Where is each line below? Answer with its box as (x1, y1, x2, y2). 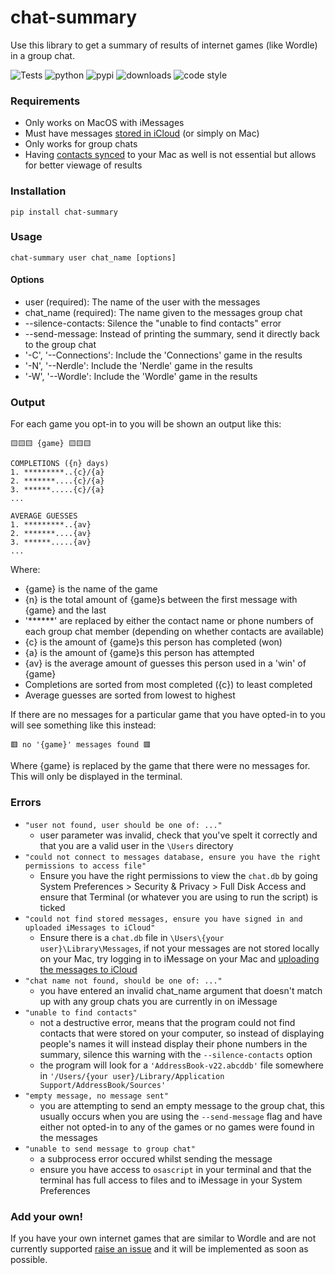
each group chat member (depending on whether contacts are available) (24, 626, 325, 638)
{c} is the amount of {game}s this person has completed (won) (24, 636, 283, 648)
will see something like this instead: (10, 719, 157, 731)
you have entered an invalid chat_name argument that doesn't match (39, 984, 323, 996)
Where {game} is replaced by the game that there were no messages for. (10, 760, 311, 772)
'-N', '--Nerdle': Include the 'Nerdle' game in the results (24, 360, 253, 372)
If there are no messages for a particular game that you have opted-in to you (10, 709, 326, 721)
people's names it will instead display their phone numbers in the (39, 1037, 308, 1050)
